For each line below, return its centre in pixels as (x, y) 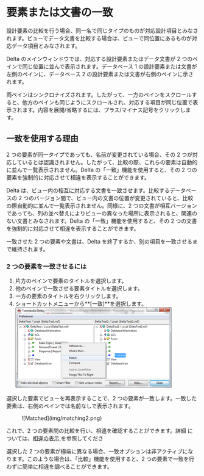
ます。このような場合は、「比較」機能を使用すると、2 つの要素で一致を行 (103, 459)
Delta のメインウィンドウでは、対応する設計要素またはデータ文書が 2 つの (100, 59)
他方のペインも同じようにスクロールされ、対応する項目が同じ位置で (107, 102)
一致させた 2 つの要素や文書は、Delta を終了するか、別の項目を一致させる (100, 241)
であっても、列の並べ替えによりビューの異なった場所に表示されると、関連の (102, 213)
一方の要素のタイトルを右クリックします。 (68, 296)
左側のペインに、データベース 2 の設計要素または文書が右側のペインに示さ (100, 74)
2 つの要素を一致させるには (47, 266)
